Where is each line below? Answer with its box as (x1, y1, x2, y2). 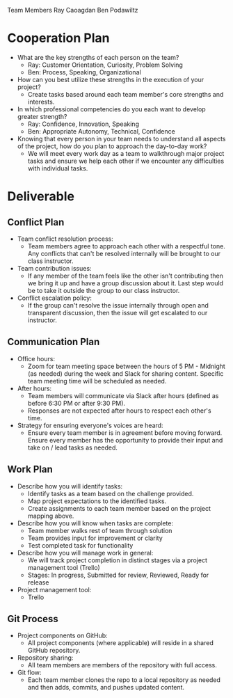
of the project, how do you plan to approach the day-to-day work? (17, 142, 207, 150)
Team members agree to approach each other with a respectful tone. (27, 241, 226, 250)
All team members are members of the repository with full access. (27, 661, 218, 669)
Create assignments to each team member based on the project (27, 504, 211, 512)
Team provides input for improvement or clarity (27, 534, 163, 542)
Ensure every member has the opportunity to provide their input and (27, 436, 223, 444)
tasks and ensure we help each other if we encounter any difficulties (27, 157, 225, 165)
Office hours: (17, 354, 56, 363)
